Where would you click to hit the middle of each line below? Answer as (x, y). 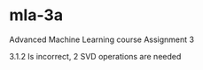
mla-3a (36, 15)
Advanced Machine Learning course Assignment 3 (102, 39)
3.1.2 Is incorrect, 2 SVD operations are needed (95, 56)
